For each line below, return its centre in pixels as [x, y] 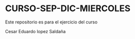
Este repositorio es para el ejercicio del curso [51, 22]
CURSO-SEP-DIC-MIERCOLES [68, 9]
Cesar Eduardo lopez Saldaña [35, 31]
